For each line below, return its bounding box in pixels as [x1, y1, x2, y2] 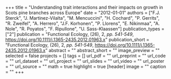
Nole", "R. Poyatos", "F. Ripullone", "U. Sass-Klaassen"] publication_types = [5, 26, 165, 32]
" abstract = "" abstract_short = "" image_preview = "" [45, 48, 160, 53]
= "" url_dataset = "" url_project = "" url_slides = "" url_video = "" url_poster [5, 58, 165, 64]
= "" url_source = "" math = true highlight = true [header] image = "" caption [5, 63, 166, 69]
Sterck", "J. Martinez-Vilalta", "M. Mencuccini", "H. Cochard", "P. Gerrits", [5, 15, 160, 21]
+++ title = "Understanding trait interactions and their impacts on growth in [5, 5, 163, 10]
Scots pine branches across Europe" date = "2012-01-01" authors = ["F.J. [5, 10, 160, 16]
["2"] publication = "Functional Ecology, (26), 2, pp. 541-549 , [5, 31, 134, 37]
